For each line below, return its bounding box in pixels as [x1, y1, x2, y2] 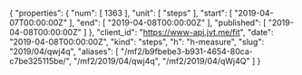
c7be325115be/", [9, 56, 73, 66]
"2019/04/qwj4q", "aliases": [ [9, 46, 120, 57]
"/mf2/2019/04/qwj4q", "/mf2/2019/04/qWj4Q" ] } [73, 56, 261, 66]
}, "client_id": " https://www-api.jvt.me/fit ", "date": [88, 27, 274, 37]
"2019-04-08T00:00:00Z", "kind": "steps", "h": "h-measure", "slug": [9, 36, 265, 47]
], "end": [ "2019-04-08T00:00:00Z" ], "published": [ [69, 17, 267, 28]
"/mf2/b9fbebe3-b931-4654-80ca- [121, 46, 254, 57]
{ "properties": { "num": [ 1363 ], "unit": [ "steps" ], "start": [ [9, 8, 233, 18]
